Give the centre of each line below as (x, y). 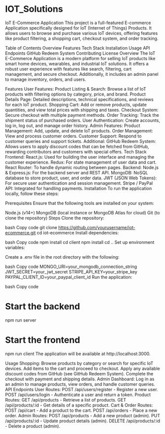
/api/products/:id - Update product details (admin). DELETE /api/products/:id (83, 421)
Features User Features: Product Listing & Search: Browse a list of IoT (76, 89)
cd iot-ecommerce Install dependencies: (78, 233)
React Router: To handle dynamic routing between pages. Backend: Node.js (82, 167)
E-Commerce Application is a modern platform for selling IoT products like (80, 58)
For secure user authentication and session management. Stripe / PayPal (79, 183)
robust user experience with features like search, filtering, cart (68, 69)
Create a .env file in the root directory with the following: (62, 257)
